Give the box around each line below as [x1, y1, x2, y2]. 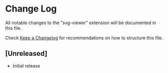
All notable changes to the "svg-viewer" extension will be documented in [5, 20, 156, 26]
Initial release [12, 62, 40, 68]
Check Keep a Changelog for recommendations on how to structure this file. [5, 35, 163, 41]
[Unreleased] [5, 49, 48, 58]
